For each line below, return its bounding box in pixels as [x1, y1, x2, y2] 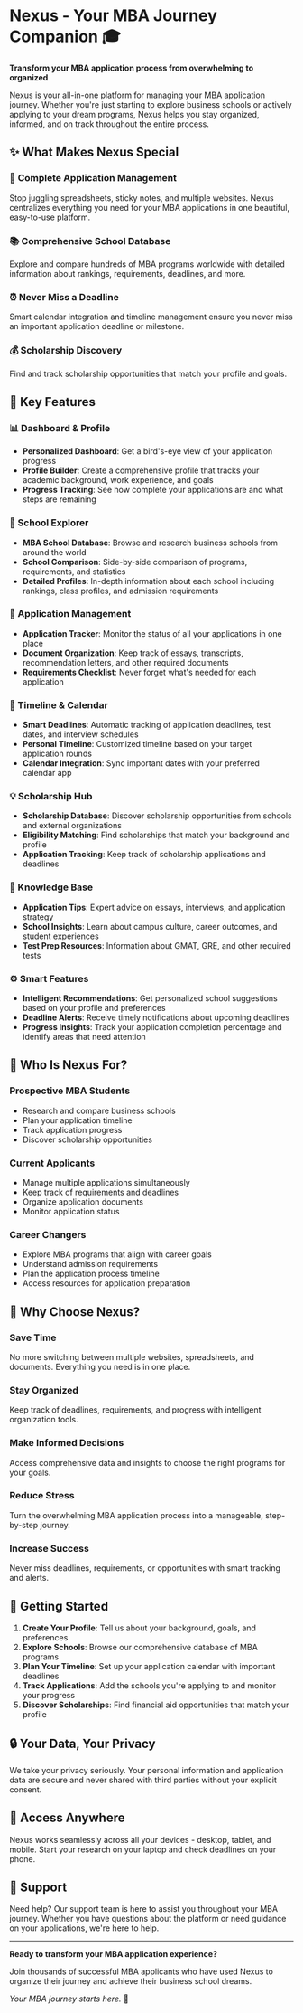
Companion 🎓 [9, 26, 122, 47]
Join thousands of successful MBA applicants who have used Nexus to [9, 1966, 273, 1977]
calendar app [22, 768, 72, 779]
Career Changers [9, 1228, 87, 1241]
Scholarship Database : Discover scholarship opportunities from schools [22, 810, 292, 821]
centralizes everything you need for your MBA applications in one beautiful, [9, 202, 290, 213]
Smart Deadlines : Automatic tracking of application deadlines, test [22, 720, 271, 731]
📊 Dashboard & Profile [9, 421, 111, 434]
